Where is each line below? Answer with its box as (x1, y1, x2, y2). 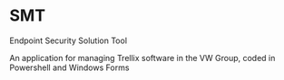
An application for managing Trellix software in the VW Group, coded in (9, 52, 276, 63)
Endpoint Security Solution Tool (9, 35, 128, 46)
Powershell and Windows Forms (9, 62, 130, 73)
